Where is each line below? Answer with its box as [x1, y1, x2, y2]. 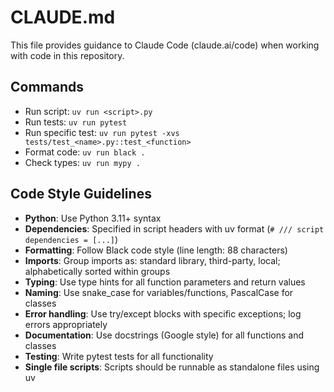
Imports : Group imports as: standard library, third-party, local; [24, 254, 281, 266]
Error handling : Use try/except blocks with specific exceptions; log [24, 307, 302, 320]
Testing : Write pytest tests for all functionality [24, 350, 214, 362]
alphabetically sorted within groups [24, 265, 171, 277]
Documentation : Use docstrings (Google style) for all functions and [24, 329, 305, 341]
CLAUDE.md [10, 6, 116, 29]
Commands [10, 79, 85, 96]
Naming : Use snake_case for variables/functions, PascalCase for [24, 286, 294, 298]
